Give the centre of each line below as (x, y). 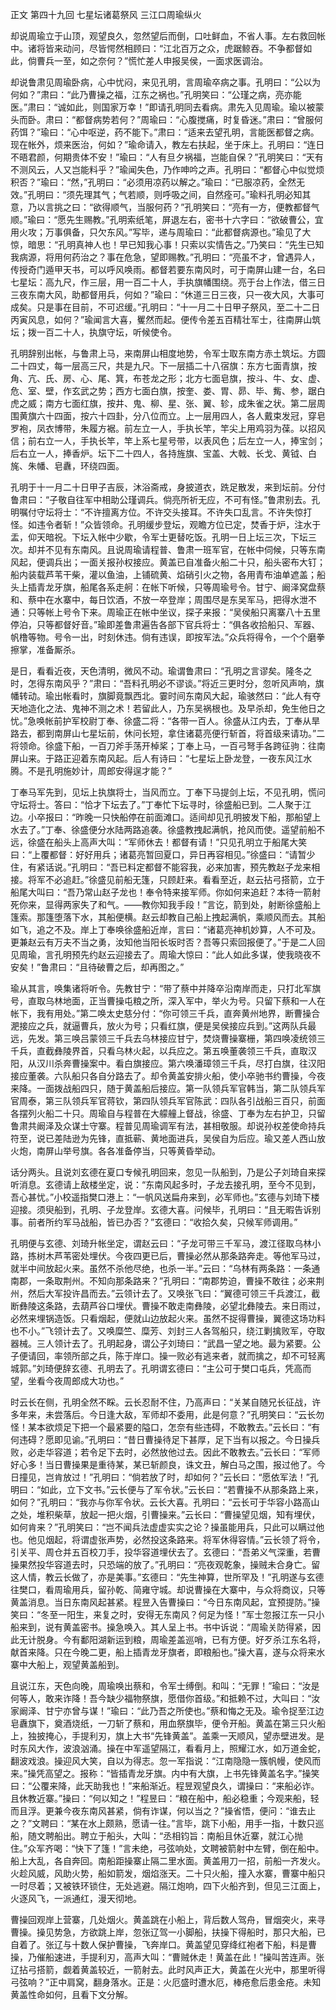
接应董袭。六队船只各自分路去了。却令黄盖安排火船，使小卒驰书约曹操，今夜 (168, 1076)
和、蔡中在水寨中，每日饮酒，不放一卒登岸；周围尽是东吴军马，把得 (150, 599)
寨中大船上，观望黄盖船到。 (67, 1664)
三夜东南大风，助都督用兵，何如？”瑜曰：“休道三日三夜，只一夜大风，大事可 (167, 294)
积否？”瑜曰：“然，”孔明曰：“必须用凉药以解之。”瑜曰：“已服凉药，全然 (153, 182)
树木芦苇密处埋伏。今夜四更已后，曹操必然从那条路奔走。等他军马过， (181, 1256)
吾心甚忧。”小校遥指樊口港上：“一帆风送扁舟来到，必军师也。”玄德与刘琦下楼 (165, 1197)
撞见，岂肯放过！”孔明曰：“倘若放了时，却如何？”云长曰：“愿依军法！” (164, 1477)
